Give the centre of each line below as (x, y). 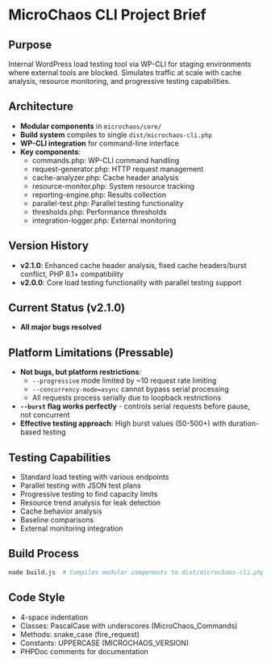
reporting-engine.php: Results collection (99, 195)
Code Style (37, 598)
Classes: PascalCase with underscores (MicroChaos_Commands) (129, 625)
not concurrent (45, 415)
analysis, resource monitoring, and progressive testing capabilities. (120, 81)
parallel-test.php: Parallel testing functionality (108, 203)
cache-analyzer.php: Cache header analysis (105, 177)
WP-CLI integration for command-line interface (99, 143)
